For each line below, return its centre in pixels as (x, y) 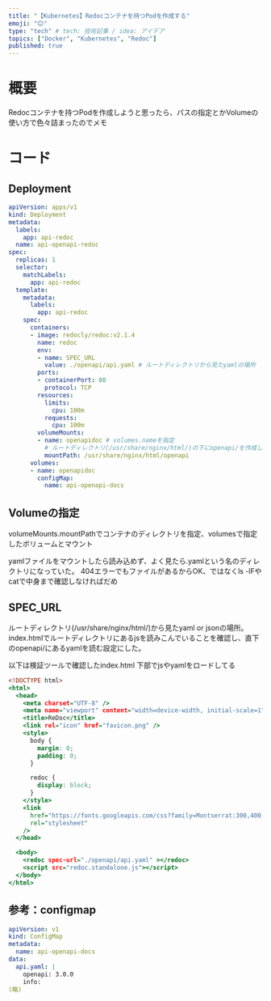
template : (32, 290)
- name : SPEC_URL (66, 358)
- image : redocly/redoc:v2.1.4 (82, 335)
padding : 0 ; (58, 756)
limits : (57, 403)
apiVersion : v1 (34, 929)
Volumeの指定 (44, 513)
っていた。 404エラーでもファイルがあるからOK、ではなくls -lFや (152, 571)
